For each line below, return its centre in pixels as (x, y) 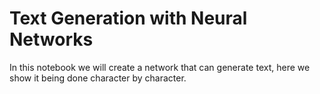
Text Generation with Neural (128, 18)
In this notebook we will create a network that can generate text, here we (160, 67)
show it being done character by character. (98, 78)
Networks (51, 39)
